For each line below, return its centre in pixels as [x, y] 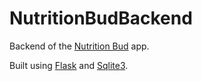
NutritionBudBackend [101, 18]
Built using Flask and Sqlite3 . [69, 65]
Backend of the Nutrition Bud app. [79, 46]
